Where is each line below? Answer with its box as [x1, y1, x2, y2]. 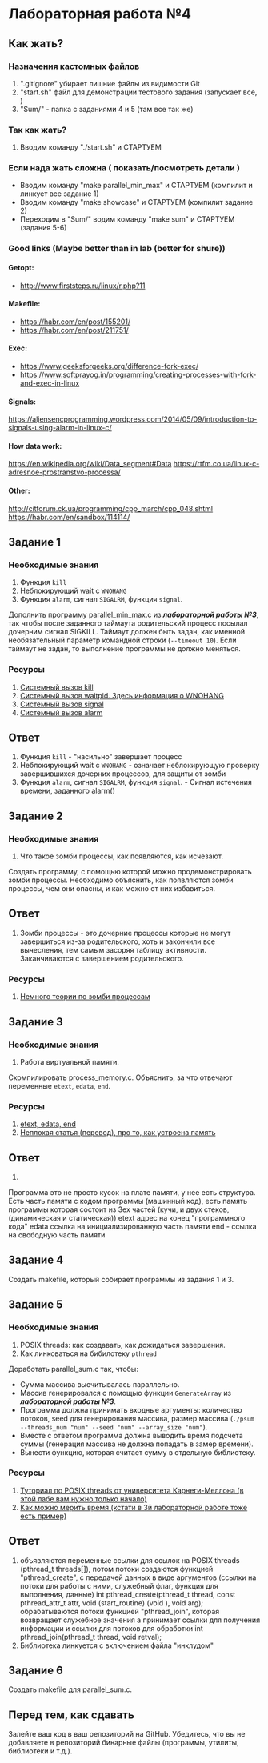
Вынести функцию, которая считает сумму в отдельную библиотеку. [19, 1447, 256, 1457]
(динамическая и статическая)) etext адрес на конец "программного [8, 1213, 246, 1222]
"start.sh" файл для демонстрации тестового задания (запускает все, [19, 87, 258, 97]
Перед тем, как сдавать [8, 1708, 134, 1721]
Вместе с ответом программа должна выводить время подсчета [19, 1430, 243, 1440]
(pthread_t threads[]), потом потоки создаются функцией [19, 1564, 214, 1573]
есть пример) [19, 1511, 66, 1521]
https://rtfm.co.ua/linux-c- [173, 459, 260, 469]
